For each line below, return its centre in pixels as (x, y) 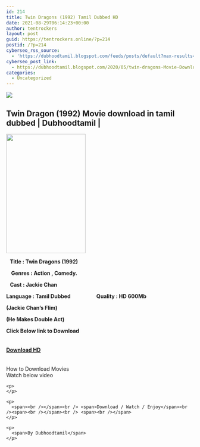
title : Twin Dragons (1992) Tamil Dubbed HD (62, 17)
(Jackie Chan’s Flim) (32, 308)
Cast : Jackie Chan (34, 284)
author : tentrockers (32, 28)
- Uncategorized (32, 78)
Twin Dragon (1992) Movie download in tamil (90, 114)
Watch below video (30, 375)
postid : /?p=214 (26, 45)
